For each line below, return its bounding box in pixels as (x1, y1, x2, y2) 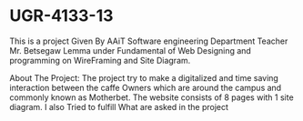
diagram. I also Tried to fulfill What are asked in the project (9, 101, 229, 112)
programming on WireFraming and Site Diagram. (9, 55, 191, 66)
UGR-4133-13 (9, 5, 114, 26)
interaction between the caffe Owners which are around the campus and (9, 82, 282, 93)
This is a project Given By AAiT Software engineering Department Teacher (9, 35, 288, 46)
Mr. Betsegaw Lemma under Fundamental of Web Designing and (9, 45, 252, 55)
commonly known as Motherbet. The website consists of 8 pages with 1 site (9, 92, 294, 103)
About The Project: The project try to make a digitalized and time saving (9, 72, 279, 83)
